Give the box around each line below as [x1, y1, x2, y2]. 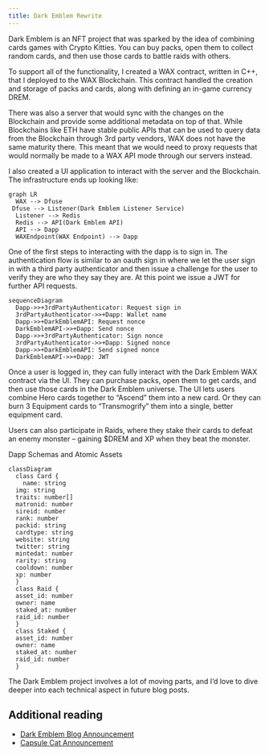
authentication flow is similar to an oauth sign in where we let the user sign [8, 255, 255, 265]
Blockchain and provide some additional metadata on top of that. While [8, 116, 243, 126]
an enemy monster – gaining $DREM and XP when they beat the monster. [8, 434, 251, 444]
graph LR [8, 190, 38, 198]
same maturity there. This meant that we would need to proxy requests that [8, 142, 258, 151]
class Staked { [15, 627, 67, 635]
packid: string [15, 521, 67, 530]
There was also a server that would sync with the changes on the [8, 108, 225, 118]
